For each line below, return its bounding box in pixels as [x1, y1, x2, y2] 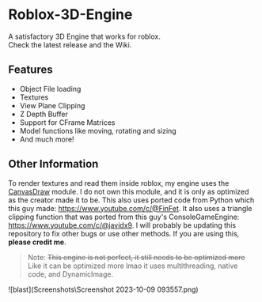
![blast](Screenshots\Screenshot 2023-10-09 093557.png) [8, 285, 199, 294]
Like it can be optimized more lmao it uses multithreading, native [27, 261, 238, 270]
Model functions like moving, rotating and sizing [19, 126, 177, 135]
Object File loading [19, 84, 82, 93]
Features [8, 63, 53, 77]
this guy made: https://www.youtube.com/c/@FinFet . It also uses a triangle [8, 203, 253, 213]
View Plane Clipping [19, 100, 85, 110]
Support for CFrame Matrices [19, 117, 116, 127]
